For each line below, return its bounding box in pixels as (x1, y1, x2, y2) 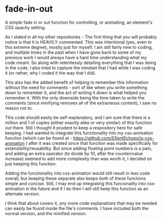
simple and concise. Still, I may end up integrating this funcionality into (5, 180, 147, 186)
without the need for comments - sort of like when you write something (5, 84, 147, 90)
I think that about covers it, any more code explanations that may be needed (5, 200, 157, 206)
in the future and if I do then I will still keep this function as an (26, 186, 148, 191)
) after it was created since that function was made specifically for (26, 140, 158, 146)
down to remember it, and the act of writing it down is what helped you (5, 90, 147, 95)
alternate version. (5, 190, 40, 197)
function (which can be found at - (5, 135, 72, 141)
